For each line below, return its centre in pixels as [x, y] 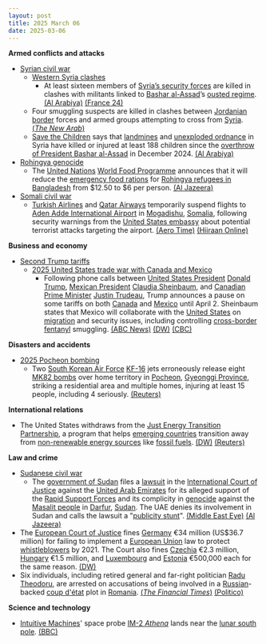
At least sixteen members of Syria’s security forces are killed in [147, 86]
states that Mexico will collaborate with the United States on [142, 312]
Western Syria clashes [69, 78]
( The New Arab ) [58, 128]
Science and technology [50, 608]
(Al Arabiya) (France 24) [83, 103]
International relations [46, 410]
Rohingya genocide [52, 162]
